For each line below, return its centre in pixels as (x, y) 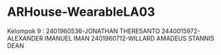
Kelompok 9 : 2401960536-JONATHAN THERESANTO (84, 31)
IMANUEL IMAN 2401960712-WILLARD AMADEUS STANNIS (129, 38)
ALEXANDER (25, 38)
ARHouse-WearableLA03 (81, 12)
